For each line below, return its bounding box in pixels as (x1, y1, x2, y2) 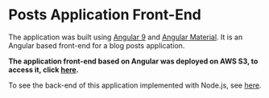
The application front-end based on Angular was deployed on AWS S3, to (8, 56, 259, 66)
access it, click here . (8, 64, 79, 74)
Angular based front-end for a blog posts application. (8, 40, 185, 50)
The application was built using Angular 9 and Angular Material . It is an (8, 32, 243, 42)
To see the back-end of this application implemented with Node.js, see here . (8, 80, 262, 90)
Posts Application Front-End (8, 6, 201, 24)
